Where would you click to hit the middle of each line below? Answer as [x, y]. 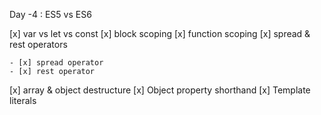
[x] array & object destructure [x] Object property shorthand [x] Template [160, 90]
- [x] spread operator [56, 63]
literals [23, 100]
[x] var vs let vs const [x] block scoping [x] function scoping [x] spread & [160, 33]
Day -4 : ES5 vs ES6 [50, 14]
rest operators [38, 44]
